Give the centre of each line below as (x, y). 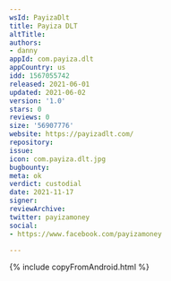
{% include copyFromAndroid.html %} (79, 267)
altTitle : (28, 34)
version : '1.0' (38, 101)
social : (24, 226)
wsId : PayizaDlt (39, 17)
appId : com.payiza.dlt (51, 59)
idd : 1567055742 (39, 76)
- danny (24, 51)
